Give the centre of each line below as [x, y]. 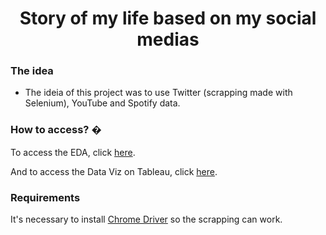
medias [168, 39]
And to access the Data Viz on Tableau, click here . [114, 171]
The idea [32, 71]
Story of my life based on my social [168, 18]
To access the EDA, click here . [73, 152]
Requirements [45, 197]
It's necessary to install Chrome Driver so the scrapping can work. [146, 219]
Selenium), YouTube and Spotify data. [102, 103]
